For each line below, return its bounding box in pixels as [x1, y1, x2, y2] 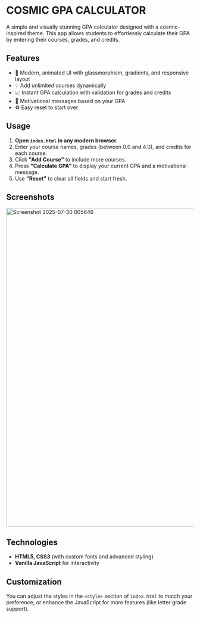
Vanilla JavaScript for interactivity [14, 560, 100, 567]
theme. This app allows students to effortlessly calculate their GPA [27, 29, 190, 36]
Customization [6, 576, 62, 587]
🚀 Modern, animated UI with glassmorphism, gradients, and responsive [14, 69, 189, 76]
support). [6, 605, 29, 612]
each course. [14, 150, 48, 157]
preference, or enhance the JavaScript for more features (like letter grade [6, 599, 187, 605]
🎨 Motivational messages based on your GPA [14, 97, 126, 104]
